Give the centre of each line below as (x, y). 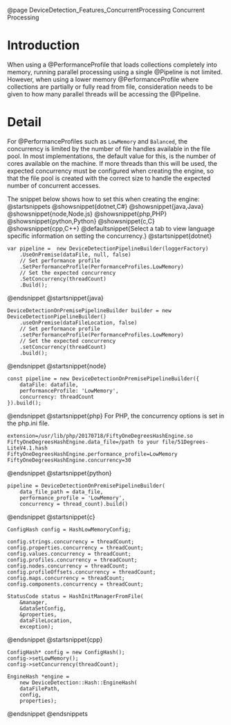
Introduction (44, 45)
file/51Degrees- (185, 442)
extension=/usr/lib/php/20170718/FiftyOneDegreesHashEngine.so (100, 436)
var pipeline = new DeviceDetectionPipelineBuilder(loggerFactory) (108, 248)
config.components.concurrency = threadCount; (75, 584)
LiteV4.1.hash (28, 448)
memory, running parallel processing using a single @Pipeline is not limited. (115, 71)
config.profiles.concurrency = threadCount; (72, 560)
